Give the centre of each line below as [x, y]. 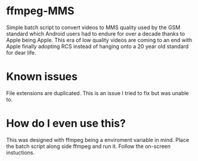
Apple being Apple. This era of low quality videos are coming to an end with [99, 40]
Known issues [42, 77]
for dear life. [21, 52]
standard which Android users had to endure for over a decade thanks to [96, 33]
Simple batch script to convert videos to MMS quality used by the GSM [93, 27]
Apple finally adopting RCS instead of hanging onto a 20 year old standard [98, 46]
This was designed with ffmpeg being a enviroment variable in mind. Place [98, 140]
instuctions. [20, 152]
